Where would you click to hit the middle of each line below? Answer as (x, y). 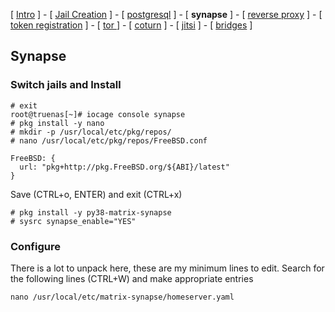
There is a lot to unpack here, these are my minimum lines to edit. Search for (167, 268)
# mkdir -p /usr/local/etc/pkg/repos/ (91, 132)
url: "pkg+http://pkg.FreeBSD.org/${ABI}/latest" (124, 167)
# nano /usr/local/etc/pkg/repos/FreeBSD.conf (109, 140)
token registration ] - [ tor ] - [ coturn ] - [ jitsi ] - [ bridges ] (131, 25)
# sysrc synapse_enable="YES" (73, 221)
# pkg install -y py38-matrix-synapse (91, 212)
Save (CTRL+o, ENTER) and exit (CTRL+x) (96, 194)
